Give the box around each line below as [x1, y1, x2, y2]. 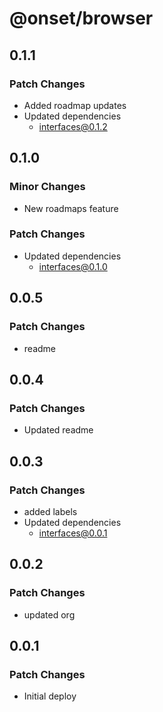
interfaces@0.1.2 [38, 120, 108, 132]
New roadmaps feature [23, 202, 119, 214]
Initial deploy [23, 690, 77, 702]
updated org [23, 608, 76, 621]
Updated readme [23, 424, 94, 436]
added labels [23, 505, 78, 517]
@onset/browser [9, 7, 154, 30]
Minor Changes [9, 180, 86, 194]
